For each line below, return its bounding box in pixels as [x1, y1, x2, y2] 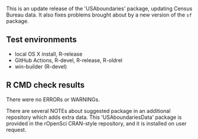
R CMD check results [6, 80, 85, 90]
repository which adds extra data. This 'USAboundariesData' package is [6, 114, 182, 121]
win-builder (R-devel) [14, 63, 67, 70]
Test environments [6, 35, 77, 45]
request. [6, 126, 27, 133]
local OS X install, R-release [14, 50, 83, 57]
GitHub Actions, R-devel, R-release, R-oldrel [14, 56, 123, 64]
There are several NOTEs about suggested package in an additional [6, 107, 171, 114]
